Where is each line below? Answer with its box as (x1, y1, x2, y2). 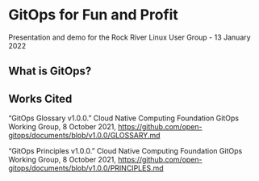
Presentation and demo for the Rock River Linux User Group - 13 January (8, 32, 252, 42)
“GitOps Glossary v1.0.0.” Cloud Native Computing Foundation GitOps (8, 113, 240, 123)
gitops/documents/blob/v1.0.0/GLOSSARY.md (8, 131, 161, 141)
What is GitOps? (8, 65, 92, 78)
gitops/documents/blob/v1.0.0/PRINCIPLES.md (8, 163, 164, 173)
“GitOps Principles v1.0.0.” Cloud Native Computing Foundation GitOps (8, 146, 243, 156)
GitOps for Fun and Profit (8, 6, 179, 24)
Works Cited (8, 91, 73, 106)
